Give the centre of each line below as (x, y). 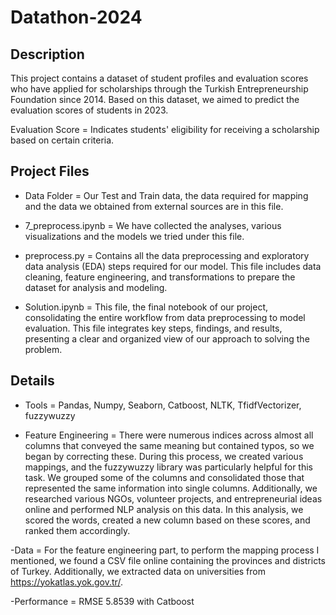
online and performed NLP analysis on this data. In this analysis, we (164, 509)
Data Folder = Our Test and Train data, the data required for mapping (166, 195)
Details (32, 381)
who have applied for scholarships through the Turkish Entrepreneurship (159, 89)
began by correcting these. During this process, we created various (164, 456)
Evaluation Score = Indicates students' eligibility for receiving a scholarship (165, 129)
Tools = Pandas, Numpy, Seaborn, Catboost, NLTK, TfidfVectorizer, (163, 405)
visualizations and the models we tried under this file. (134, 236)
